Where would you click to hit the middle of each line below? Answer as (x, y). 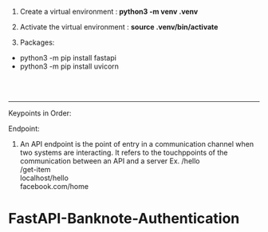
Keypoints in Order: (40, 113)
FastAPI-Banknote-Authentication (124, 219)
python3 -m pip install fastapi (68, 58)
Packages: (37, 42)
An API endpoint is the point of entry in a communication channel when (136, 144)
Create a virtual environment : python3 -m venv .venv (109, 12)
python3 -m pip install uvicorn (69, 66)
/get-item (35, 169)
